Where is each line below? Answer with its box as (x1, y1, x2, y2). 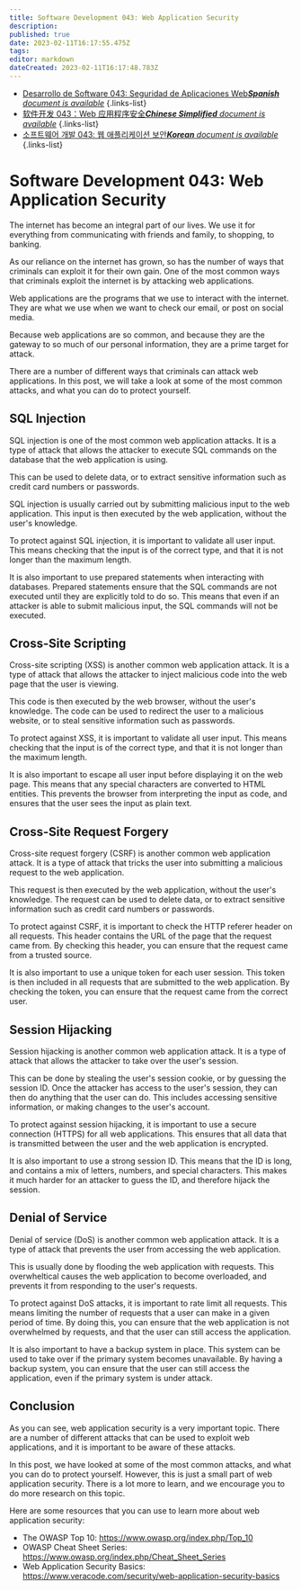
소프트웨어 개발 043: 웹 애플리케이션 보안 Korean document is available (22, 129, 279, 139)
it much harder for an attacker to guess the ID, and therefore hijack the (9, 1175, 270, 1186)
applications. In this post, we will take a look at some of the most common (9, 375, 283, 386)
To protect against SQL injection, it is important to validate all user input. (9, 534, 276, 545)
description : (9, 22, 58, 31)
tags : (9, 47, 30, 56)
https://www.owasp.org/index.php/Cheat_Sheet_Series (22, 1551, 226, 1562)
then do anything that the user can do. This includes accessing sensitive (9, 1092, 278, 1103)
